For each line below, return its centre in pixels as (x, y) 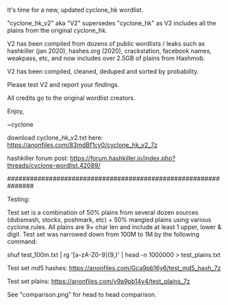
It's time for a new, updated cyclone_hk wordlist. (75, 10)
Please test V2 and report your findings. (63, 84)
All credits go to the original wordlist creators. (71, 98)
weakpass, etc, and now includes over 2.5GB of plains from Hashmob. (106, 58)
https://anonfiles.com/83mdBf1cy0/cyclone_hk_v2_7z (83, 145)
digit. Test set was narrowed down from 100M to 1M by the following (103, 234)
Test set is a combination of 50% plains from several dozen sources (103, 212)
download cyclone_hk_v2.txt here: (55, 137)
